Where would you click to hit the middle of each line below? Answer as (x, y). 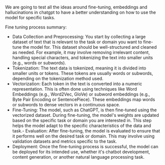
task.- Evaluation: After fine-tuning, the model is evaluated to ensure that (86, 131)
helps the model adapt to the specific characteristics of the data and (82, 126)
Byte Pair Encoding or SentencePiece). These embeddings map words (83, 99)
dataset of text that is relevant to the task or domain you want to (77, 42)
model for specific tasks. (30, 17)
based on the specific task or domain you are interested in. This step (82, 120)
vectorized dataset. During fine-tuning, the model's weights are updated (85, 115)
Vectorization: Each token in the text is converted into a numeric (77, 84)
